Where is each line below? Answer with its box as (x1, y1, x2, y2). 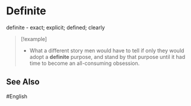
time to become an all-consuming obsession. (29, 60, 140, 67)
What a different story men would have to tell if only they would (29, 46, 184, 54)
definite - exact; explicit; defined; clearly (6, 24, 105, 31)
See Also (6, 77, 40, 87)
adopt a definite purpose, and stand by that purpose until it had (29, 53, 186, 60)
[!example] (20, 35, 47, 42)
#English (6, 92, 28, 99)
